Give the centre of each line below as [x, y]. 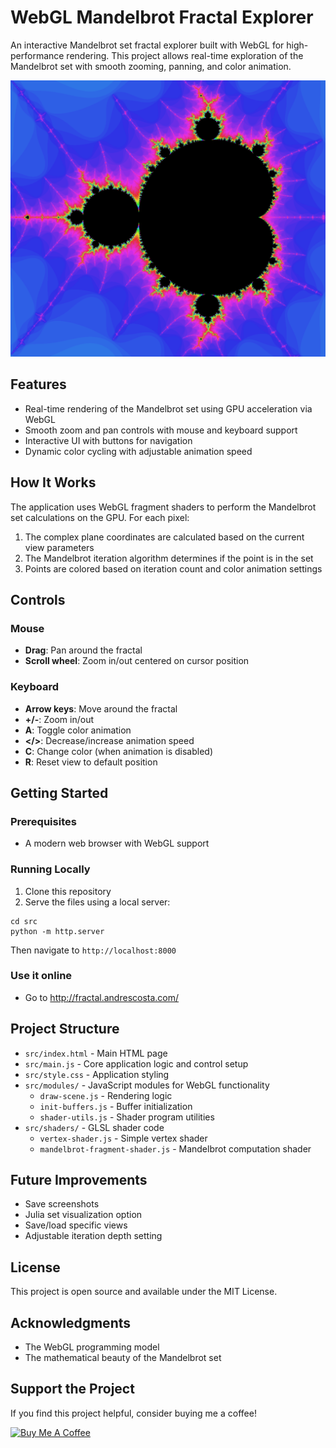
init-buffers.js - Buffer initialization [116, 1106]
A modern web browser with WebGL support [117, 843]
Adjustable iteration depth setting [93, 1236]
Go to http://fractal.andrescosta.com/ [102, 997]
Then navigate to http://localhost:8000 [93, 950]
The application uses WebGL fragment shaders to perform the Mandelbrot [163, 507]
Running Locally [50, 869]
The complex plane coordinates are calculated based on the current [164, 537]
